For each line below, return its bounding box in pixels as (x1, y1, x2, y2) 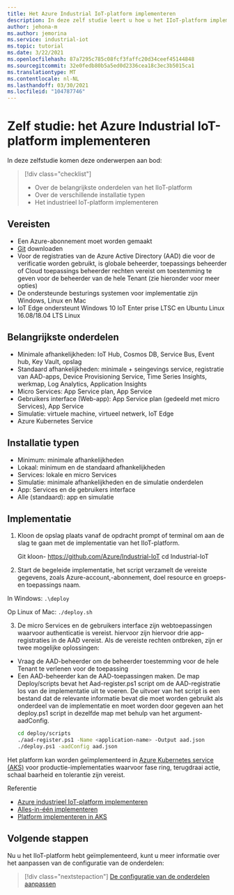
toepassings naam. (26, 581, 81, 589)
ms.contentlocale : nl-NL (7, 75, 79, 82)
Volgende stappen (7, 833, 89, 845)
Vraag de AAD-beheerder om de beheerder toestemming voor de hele (17, 657, 219, 666)
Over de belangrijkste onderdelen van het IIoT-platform (34, 183, 193, 192)
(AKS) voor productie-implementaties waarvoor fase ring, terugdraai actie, (7, 763, 221, 771)
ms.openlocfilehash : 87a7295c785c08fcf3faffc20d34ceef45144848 (7, 56, 195, 63)
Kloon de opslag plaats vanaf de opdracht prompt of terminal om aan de (17, 532, 225, 540)
